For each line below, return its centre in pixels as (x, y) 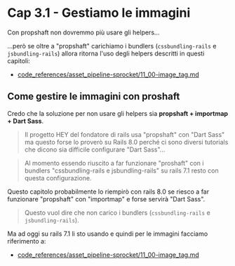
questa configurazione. (58, 178)
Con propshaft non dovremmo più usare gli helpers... (83, 32)
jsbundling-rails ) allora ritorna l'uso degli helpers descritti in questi (106, 53)
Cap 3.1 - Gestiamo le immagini (99, 13)
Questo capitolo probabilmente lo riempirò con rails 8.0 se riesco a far (108, 192)
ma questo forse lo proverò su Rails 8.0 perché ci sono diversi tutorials (126, 142)
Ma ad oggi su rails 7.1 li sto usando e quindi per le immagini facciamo (108, 234)
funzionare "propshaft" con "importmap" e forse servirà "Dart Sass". (106, 199)
